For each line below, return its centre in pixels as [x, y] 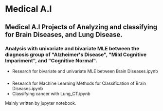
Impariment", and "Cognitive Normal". [51, 60]
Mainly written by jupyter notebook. [41, 103]
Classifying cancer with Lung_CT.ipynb [51, 93]
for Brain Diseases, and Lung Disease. [64, 34]
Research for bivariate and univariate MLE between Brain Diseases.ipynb [85, 71]
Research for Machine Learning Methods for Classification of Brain [79, 83]
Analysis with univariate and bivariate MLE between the [72, 48]
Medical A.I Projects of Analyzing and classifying [81, 27]
